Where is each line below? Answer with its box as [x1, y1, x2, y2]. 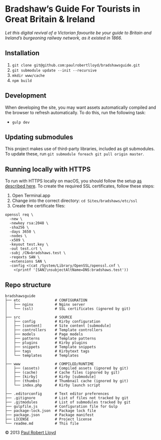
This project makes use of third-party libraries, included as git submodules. [5, 146, 155, 152]
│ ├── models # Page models [5, 332, 83, 337]
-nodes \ [9, 234, 27, 238]
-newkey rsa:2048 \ [9, 221, 49, 226]
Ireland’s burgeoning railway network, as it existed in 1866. [5, 35, 122, 41]
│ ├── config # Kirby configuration [5, 319, 101, 324]
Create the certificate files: [12, 203, 66, 209]
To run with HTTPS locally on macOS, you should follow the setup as [5, 178, 142, 184]
